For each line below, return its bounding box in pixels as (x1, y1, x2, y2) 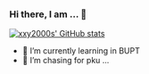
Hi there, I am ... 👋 (9, 8, 87, 21)
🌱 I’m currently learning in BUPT (21, 45, 140, 56)
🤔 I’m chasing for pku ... (21, 55, 110, 66)
